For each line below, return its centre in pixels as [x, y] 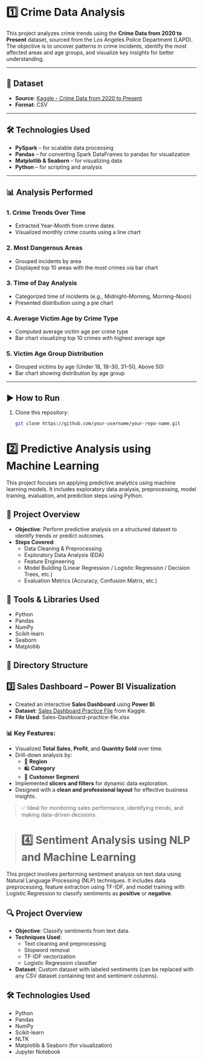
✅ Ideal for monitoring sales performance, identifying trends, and [102, 808]
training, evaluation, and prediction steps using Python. [75, 496]
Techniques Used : [38, 937]
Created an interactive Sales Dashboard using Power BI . [85, 704]
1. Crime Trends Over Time [46, 212]
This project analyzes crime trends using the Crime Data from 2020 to [94, 33]
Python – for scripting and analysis [59, 167]
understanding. [25, 59]
